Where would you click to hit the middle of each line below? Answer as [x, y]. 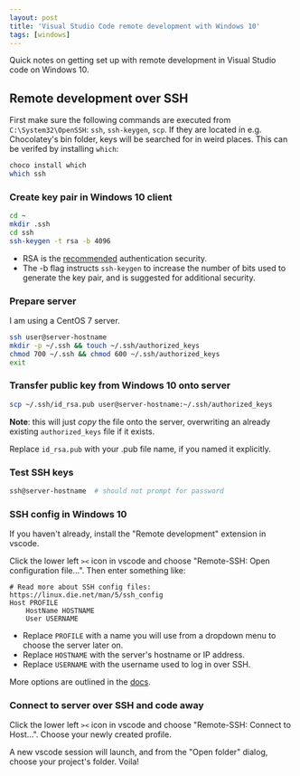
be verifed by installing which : [64, 149]
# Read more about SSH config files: [80, 587]
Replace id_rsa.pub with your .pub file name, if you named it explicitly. [140, 449]
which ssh [28, 174]
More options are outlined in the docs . [80, 682]
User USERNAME [52, 619]
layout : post [34, 18]
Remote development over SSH [99, 98]
